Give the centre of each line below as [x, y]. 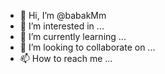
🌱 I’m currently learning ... [73, 36]
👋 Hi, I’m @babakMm [63, 15]
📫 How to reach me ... [66, 58]
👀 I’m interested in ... [62, 26]
